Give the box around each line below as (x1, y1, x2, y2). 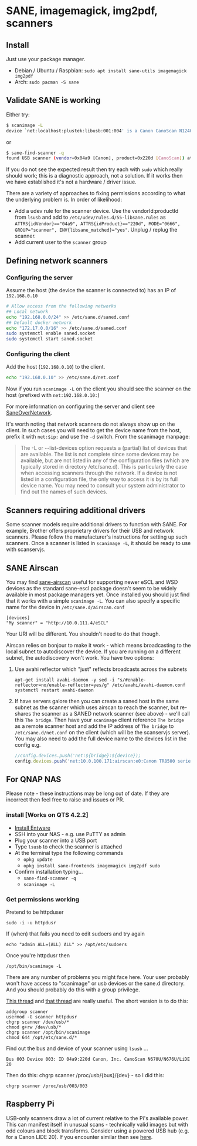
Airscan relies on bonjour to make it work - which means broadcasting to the (6, 642, 191, 649)
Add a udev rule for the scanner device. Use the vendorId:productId (14, 208, 179, 215)
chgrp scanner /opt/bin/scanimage (6, 1030, 91, 1035)
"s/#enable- (117, 677, 147, 683)
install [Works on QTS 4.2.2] (6, 811, 89, 819)
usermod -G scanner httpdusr (6, 1014, 77, 1020)
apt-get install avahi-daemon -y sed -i (14, 677, 115, 683)
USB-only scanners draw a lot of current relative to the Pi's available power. (6, 1114, 189, 1121)
